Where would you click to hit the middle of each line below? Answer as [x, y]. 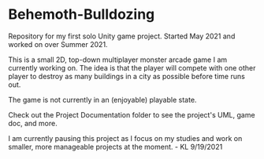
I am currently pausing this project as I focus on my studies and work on [125, 138]
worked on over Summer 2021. [58, 44]
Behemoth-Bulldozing [82, 14]
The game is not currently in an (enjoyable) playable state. [102, 99]
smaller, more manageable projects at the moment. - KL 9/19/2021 [115, 146]
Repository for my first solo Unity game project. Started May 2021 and [122, 36]
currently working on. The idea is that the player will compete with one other [132, 67]
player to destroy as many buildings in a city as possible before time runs [127, 76]
